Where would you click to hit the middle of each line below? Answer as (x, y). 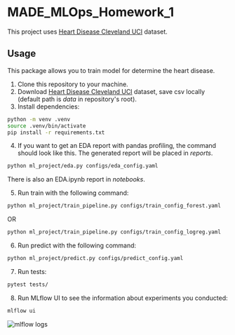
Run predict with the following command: (77, 245)
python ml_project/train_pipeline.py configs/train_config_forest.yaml (114, 206)
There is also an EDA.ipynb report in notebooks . (76, 179)
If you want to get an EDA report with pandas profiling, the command (116, 146)
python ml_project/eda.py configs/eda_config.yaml (83, 166)
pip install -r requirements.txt (56, 132)
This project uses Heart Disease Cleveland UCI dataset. (88, 32)
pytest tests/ (28, 285)
